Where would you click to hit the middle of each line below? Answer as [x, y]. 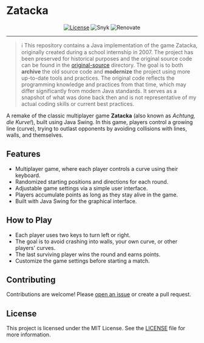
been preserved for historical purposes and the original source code [107, 58]
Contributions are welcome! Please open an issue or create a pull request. [99, 294]
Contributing [31, 279]
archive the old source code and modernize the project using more [106, 71]
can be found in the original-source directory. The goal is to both [102, 65]
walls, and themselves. [35, 135]
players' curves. [35, 248]
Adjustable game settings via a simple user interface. [81, 188]
